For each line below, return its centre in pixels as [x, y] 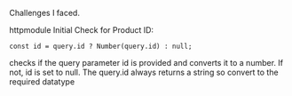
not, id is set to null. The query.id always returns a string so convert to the [144, 72]
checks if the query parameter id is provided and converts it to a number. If [146, 63]
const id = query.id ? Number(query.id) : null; [101, 46]
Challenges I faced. [44, 13]
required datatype [42, 82]
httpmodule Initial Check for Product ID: [81, 30]
